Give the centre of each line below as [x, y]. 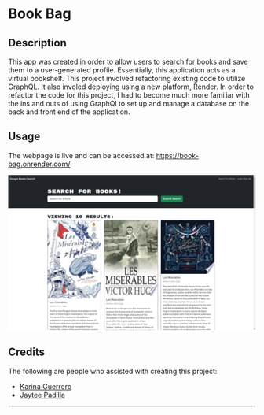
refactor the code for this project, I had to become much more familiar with [129, 95]
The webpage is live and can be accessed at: [81, 155]
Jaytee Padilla [42, 395]
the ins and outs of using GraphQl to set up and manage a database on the [129, 104]
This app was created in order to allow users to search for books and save [128, 61]
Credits [27, 352]
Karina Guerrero [46, 386]
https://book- [177, 155]
